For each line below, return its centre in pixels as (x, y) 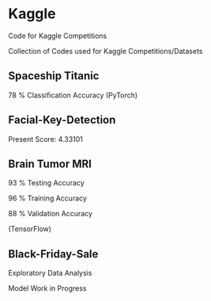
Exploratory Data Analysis (50, 273)
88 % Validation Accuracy (51, 214)
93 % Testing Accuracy (46, 183)
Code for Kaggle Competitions (58, 36)
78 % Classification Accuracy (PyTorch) (73, 95)
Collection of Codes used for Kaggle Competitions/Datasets (105, 51)
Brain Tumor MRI (50, 164)
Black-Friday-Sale (53, 254)
